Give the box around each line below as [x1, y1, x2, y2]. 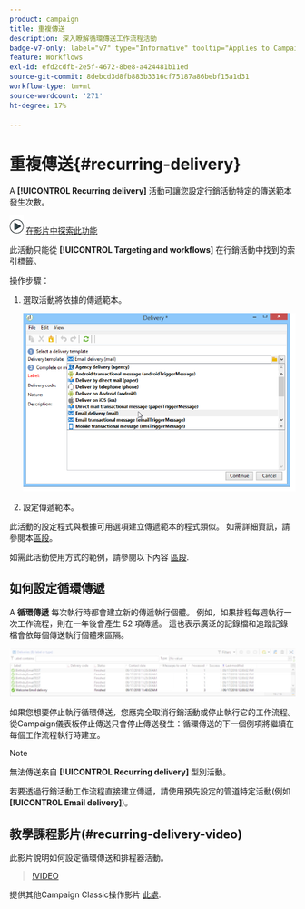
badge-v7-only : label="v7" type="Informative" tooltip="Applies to [9, 44, 271, 53]
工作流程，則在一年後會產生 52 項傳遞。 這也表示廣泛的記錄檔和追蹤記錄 [16, 618, 289, 629]
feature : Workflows [9, 53, 84, 63]
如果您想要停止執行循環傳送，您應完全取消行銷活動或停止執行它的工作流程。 [9, 707, 296, 718]
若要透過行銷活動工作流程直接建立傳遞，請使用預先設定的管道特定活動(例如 [9, 786, 291, 797]
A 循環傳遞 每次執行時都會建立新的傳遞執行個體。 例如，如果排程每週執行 [9, 606, 284, 617]
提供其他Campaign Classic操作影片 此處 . [9, 889, 162, 900]
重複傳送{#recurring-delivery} [9, 154, 241, 175]
